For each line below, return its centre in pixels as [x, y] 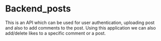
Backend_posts [38, 9]
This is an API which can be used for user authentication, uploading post [80, 22]
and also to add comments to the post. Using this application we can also [80, 27]
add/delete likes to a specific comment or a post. [55, 33]
